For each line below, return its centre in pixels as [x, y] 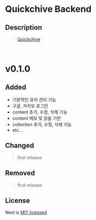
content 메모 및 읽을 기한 [36, 118]
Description [24, 27]
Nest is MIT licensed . [27, 213]
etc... [18, 130]
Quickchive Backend [48, 9]
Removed [20, 173]
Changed [20, 145]
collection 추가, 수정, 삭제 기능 [42, 124]
